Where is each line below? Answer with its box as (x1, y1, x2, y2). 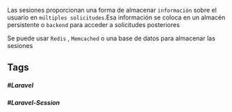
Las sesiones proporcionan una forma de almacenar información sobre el (7, 6, 217, 14)
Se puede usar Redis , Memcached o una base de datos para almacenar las (7, 34, 215, 42)
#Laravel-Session (7, 99, 60, 107)
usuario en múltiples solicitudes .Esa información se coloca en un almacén (7, 13, 226, 22)
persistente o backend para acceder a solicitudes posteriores (7, 21, 181, 29)
